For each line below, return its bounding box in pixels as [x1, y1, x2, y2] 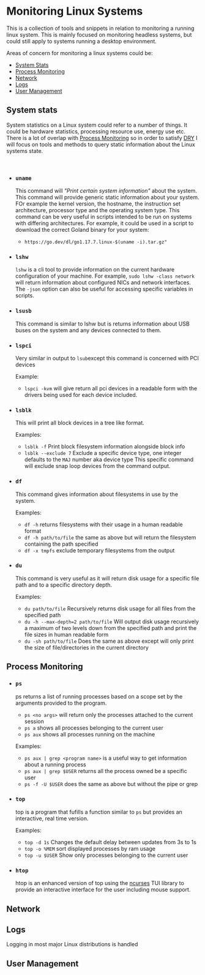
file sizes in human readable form [24, 631, 109, 638]
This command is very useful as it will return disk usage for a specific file [15, 574, 199, 582]
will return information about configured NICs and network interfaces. [15, 279, 192, 286]
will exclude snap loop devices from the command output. [24, 462, 171, 470]
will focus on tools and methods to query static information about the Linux [6, 141, 196, 148]
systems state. [6, 147, 43, 154]
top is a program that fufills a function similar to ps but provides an [15, 808, 182, 815]
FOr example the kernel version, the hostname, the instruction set [15, 200, 181, 207]
